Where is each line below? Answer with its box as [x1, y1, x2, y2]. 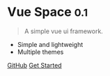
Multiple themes [17, 48, 64, 56]
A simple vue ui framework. [24, 27, 103, 35]
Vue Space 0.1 [7, 4, 88, 20]
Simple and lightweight [17, 40, 84, 48]
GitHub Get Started [7, 61, 62, 69]
